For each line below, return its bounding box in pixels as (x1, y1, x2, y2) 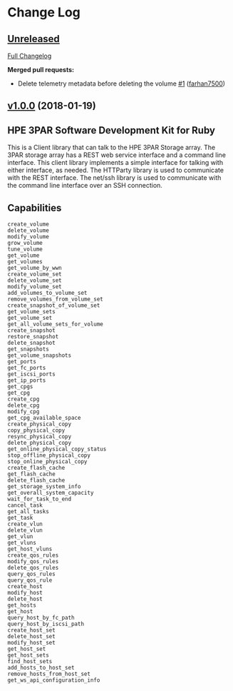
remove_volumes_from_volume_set (7, 296, 103, 303)
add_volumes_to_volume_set (7, 290, 88, 297)
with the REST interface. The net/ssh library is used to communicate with (7, 173, 222, 182)
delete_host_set (7, 633, 56, 640)
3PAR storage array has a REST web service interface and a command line (7, 151, 227, 159)
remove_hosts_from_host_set (7, 670, 91, 678)
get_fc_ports (7, 365, 46, 372)
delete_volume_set (7, 277, 62, 284)
